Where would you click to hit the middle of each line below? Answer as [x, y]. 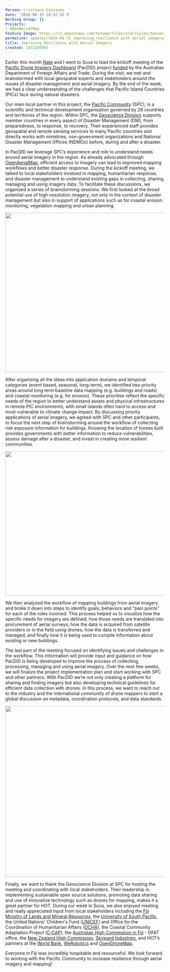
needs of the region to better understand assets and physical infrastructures [85, 401]
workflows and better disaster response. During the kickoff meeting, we [80, 168]
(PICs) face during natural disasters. [43, 94]
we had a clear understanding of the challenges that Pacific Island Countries [85, 89]
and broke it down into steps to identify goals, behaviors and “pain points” [82, 608]
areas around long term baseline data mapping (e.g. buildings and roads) [81, 390]
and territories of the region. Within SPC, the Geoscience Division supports [83, 115]
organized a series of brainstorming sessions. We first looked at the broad [82, 189]
